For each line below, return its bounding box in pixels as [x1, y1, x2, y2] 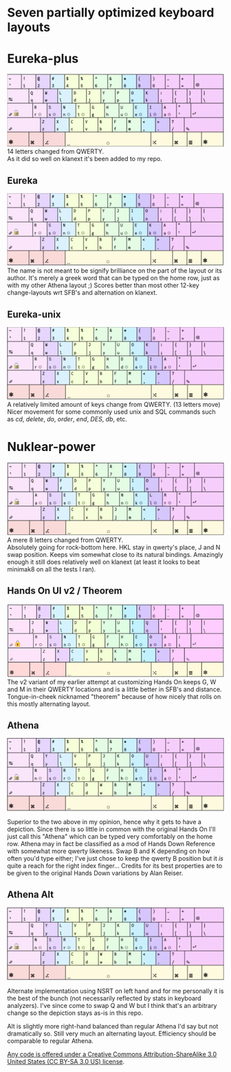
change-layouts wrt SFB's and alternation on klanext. [7, 288, 158, 297]
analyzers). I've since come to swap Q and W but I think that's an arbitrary [7, 1002, 217, 1010]
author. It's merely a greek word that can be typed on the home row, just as [7, 274, 220, 282]
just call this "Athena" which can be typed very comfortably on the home [7, 832, 213, 841]
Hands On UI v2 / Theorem [7, 585, 122, 597]
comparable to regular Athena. [7, 1037, 94, 1045]
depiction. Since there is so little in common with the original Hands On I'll [7, 825, 216, 833]
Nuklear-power [7, 439, 96, 455]
